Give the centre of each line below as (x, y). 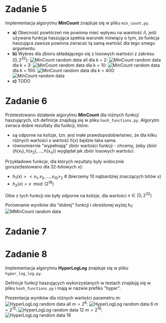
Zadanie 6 (26, 101)
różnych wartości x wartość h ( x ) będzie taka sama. (64, 140)
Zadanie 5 (26, 9)
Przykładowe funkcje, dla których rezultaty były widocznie (65, 161)
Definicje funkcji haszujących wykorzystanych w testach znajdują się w (78, 283)
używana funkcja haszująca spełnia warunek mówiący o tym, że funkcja (86, 38)
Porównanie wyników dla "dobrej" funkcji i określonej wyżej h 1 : (69, 206)
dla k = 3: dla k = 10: (59, 65)
